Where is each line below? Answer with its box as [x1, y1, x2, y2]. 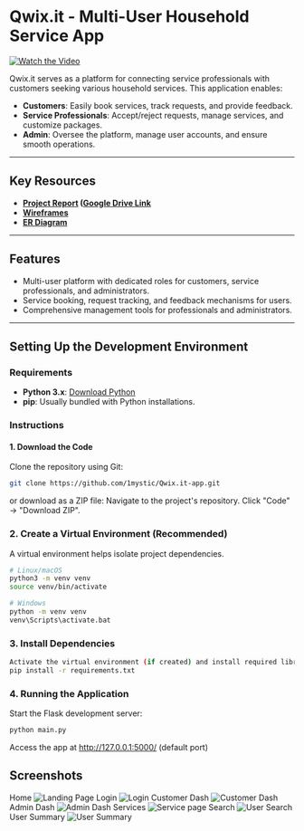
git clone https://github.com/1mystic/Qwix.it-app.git [9, 479, 221, 488]
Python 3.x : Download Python [22, 387, 136, 397]
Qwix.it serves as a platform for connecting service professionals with [9, 72, 270, 83]
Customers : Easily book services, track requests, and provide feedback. [22, 100, 294, 110]
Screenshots [9, 768, 83, 784]
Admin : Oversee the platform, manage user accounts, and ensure [22, 129, 268, 139]
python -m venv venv [9, 607, 88, 616]
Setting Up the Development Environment [9, 339, 249, 354]
